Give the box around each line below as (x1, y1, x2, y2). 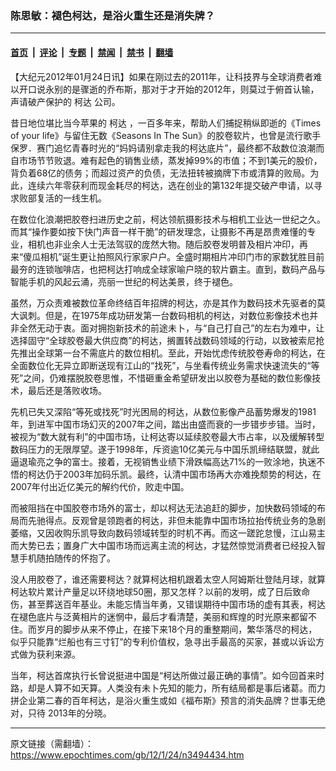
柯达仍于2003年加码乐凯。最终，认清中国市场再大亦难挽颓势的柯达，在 (27, 468, 322, 480)
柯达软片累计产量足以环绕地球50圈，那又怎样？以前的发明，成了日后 (10, 585, 293, 597)
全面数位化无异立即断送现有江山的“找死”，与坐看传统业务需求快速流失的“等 (10, 359, 320, 371)
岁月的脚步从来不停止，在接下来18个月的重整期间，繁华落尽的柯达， (36, 623, 318, 635)
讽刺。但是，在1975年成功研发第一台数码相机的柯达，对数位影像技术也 (18, 309, 310, 321)
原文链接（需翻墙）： (10, 737, 94, 749)
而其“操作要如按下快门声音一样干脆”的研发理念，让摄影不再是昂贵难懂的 (10, 225, 308, 237)
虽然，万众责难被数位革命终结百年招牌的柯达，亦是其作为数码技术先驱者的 (10, 297, 317, 309)
